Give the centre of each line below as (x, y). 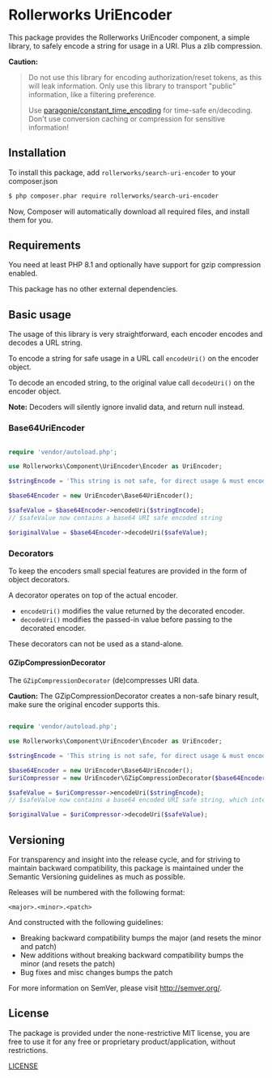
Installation (37, 153)
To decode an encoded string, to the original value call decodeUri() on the (132, 383)
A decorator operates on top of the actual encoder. (93, 595)
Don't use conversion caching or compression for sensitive (126, 118)
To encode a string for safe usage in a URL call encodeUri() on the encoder (134, 359)
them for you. (31, 219)
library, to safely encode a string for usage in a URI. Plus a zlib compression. (136, 45)
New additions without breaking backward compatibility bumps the (132, 955)
